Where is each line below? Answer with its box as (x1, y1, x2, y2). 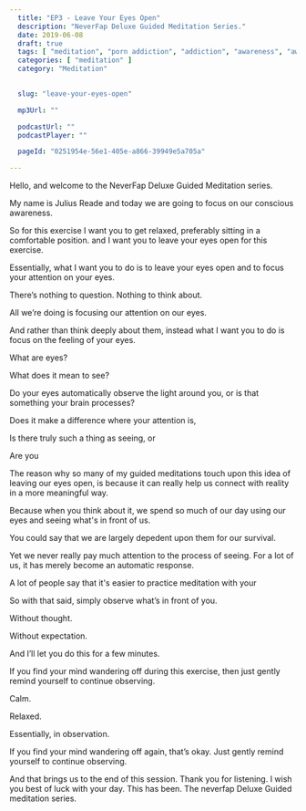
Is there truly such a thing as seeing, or (9, 432, 157, 443)
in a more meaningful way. (9, 487, 109, 498)
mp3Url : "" (17, 106, 59, 115)
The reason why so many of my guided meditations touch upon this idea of (9, 468, 291, 479)
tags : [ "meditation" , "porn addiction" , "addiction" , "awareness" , (17, 47, 283, 57)
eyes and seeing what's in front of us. (9, 515, 151, 525)
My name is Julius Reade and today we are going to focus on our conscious (9, 198, 294, 209)
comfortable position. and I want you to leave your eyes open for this (9, 234, 268, 246)
